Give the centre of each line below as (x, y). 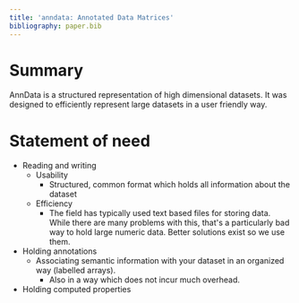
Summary (46, 70)
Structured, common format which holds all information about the (170, 185)
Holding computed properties (77, 290)
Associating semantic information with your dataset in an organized (160, 261)
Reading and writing (59, 166)
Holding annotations (60, 251)
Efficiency (54, 203)
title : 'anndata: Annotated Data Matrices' (92, 17)
